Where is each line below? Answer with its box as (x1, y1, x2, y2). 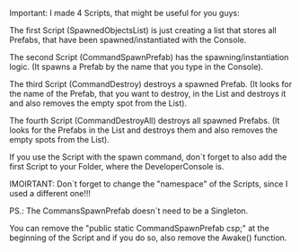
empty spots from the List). (9, 135, 110, 144)
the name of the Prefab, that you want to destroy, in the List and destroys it (9, 89, 287, 99)
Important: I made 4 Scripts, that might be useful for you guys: (9, 8, 240, 18)
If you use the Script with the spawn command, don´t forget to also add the (9, 152, 287, 162)
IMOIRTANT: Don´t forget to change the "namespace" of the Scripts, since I (9, 178, 288, 189)
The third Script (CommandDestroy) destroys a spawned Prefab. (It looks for (9, 79, 293, 89)
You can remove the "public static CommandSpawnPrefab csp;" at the (9, 223, 269, 233)
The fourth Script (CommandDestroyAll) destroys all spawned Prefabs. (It (9, 116, 280, 126)
